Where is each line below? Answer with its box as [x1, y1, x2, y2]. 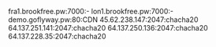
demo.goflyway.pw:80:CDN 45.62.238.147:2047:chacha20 [8, 15, 199, 24]
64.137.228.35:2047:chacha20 [8, 31, 106, 41]
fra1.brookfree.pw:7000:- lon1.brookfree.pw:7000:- [8, 7, 173, 16]
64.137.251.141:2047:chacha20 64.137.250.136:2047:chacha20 [8, 23, 209, 32]
